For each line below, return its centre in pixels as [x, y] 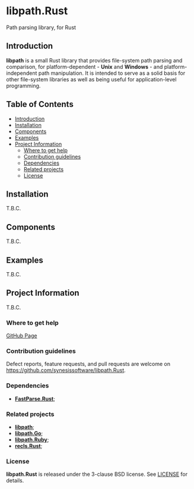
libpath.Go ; [29, 433]
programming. [23, 86]
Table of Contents [40, 104]
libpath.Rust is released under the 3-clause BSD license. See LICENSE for [97, 474]
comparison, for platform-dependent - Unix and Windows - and [85, 67]
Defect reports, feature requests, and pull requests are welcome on [88, 364]
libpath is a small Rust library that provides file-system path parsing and [94, 60]
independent [22, 73]
